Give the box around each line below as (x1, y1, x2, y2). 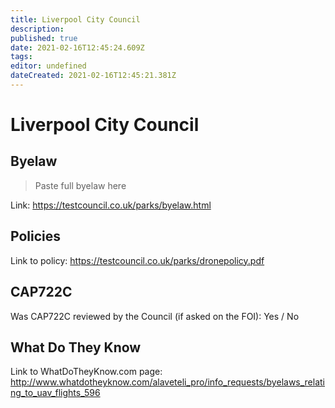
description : (10, 24, 65, 34)
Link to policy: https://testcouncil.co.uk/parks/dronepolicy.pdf (10, 254, 265, 266)
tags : (10, 52, 33, 62)
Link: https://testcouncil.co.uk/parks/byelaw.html (10, 199, 212, 211)
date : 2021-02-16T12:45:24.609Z (10, 42, 145, 53)
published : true (10, 33, 78, 43)
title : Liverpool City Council (10, 14, 141, 25)
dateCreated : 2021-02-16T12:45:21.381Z (10, 71, 177, 81)
